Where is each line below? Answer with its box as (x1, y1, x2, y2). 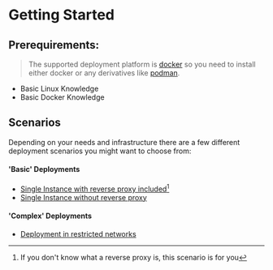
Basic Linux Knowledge (19, 84, 99, 93)
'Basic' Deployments (8, 165, 80, 174)
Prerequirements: (8, 38, 100, 52)
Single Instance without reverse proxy (19, 192, 148, 202)
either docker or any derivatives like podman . (28, 68, 180, 78)
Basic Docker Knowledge (19, 92, 105, 102)
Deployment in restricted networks (19, 229, 136, 238)
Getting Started (8, 6, 115, 24)
